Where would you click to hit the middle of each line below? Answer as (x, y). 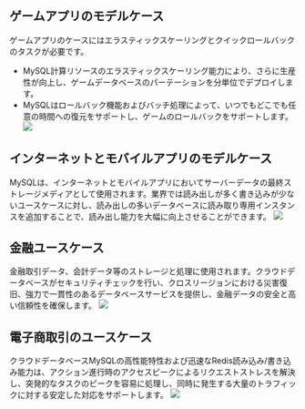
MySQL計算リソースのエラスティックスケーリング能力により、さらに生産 (159, 70)
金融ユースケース (57, 248)
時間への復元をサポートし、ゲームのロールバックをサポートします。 (166, 116)
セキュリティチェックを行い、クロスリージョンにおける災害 (168, 283)
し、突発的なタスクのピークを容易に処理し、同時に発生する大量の (133, 383)
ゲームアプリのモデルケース (87, 16)
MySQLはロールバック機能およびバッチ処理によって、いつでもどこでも (155, 105)
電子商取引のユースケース (81, 337)
